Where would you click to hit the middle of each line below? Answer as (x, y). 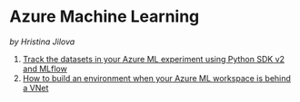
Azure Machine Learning (105, 17)
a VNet (35, 88)
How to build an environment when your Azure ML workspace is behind (156, 78)
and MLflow (45, 69)
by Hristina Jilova (42, 42)
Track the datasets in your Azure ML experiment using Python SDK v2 (153, 59)
